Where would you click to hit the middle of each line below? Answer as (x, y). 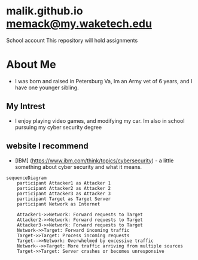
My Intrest (26, 106)
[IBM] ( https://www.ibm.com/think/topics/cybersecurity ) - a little (94, 161)
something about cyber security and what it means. (78, 167)
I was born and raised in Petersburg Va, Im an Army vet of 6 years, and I (103, 81)
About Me (31, 65)
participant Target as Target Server (64, 199)
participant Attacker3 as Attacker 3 (64, 194)
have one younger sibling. (47, 87)
